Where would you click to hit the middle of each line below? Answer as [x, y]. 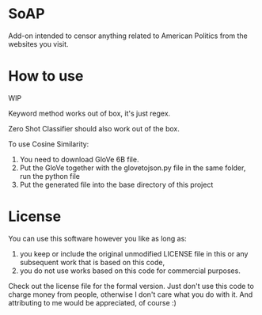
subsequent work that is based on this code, [92, 262]
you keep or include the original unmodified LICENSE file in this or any [134, 253]
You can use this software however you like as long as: [98, 238]
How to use [46, 76]
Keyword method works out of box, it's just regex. [89, 113]
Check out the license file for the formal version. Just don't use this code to [131, 286]
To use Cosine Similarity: [49, 144]
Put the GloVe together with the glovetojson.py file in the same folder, [133, 168]
